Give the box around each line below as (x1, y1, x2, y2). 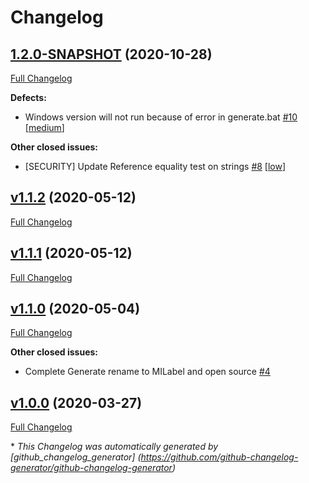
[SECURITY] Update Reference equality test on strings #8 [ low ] (24, 161, 287, 172)
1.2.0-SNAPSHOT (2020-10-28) (10, 46, 213, 63)
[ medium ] (24, 122, 65, 133)
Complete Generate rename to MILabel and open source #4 (24, 366, 271, 378)
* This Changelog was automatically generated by (10, 441, 219, 453)
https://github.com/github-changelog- (140, 451, 299, 463)
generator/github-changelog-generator (10, 462, 173, 474)
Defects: (10, 92, 47, 103)
